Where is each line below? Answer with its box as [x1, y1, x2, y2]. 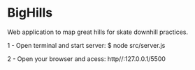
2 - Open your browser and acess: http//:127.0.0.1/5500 [7, 54, 166, 63]
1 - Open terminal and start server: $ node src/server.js [7, 41, 166, 49]
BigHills [7, 5, 53, 21]
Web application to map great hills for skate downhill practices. [7, 28, 189, 36]
